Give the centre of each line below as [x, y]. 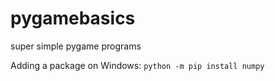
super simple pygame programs [76, 46]
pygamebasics [73, 18]
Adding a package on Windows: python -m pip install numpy [137, 65]
